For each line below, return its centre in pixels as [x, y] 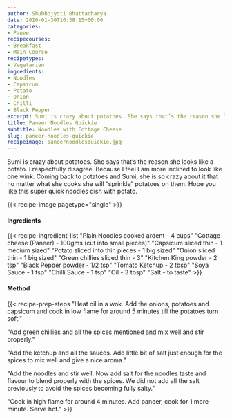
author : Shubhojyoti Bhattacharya [57, 13]
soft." [15, 318]
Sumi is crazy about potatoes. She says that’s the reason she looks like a [110, 162]
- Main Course [28, 53]
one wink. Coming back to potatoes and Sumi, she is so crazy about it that [113, 176]
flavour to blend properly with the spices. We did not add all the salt [104, 380]
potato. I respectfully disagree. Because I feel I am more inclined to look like [115, 169]
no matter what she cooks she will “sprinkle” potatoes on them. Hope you [112, 184]
